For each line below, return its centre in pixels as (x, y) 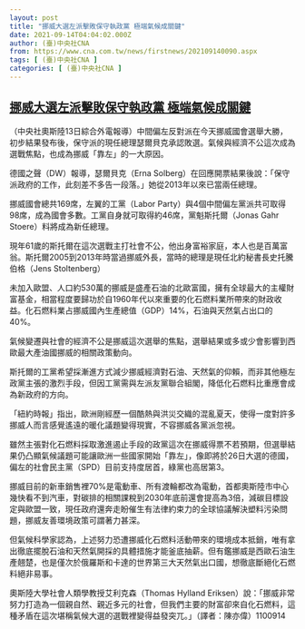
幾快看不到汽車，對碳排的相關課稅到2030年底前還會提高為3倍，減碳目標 (145, 497)
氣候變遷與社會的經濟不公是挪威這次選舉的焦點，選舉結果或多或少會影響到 (148, 340)
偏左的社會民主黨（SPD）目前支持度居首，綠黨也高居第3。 (119, 467)
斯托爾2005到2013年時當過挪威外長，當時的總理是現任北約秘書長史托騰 (159, 257)
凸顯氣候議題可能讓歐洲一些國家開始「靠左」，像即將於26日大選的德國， (159, 456)
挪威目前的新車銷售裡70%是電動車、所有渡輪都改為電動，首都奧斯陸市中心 (149, 486)
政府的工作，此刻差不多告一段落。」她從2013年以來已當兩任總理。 (139, 184)
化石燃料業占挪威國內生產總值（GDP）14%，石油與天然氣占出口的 (149, 310)
